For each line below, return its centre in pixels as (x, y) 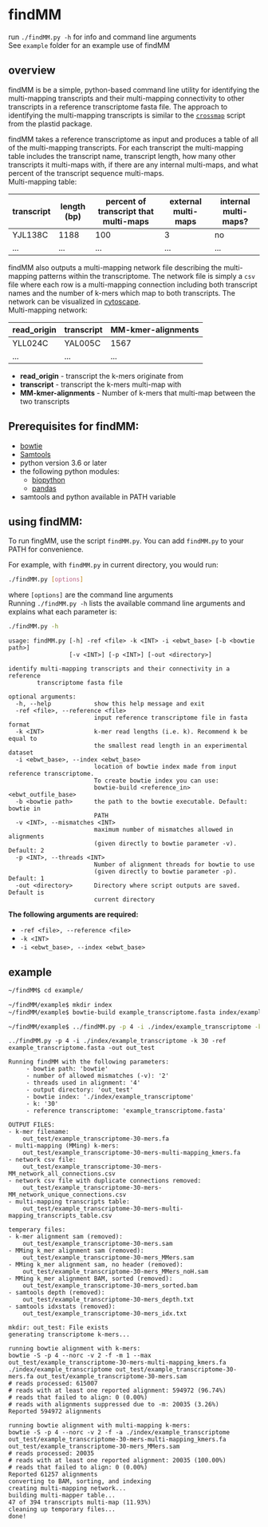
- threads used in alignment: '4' (83, 1083)
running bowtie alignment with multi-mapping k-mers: (100, 1426)
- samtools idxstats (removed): (62, 1307)
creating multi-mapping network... (67, 1489)
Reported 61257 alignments (53, 1475)
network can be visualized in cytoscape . (75, 301)
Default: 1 (26, 879)
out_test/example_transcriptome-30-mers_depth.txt (108, 1300)
